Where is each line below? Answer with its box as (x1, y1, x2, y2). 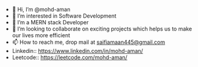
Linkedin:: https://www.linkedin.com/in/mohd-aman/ (12, 48, 143, 54)
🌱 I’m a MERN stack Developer (12, 19, 89, 26)
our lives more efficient (12, 32, 71, 39)
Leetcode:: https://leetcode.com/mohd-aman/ (12, 54, 128, 61)
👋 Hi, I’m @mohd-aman (12, 6, 71, 13)
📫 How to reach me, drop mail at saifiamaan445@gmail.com (12, 38, 166, 46)
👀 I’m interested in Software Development (12, 12, 117, 19)
